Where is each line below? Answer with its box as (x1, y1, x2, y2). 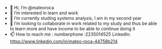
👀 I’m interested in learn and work (9, 10, 79, 16)
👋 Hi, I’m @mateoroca (9, 5, 54, 10)
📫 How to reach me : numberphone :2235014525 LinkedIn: (9, 31, 131, 37)
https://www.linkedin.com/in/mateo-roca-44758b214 (9, 39, 118, 44)
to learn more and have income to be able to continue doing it (9, 26, 135, 32)
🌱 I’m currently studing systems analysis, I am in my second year (9, 15, 142, 21)
